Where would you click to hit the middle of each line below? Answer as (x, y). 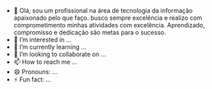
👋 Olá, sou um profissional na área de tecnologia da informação (103, 11)
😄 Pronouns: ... (36, 72)
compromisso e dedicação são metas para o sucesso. (90, 32)
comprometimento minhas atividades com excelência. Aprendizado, (109, 25)
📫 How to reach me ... (45, 62)
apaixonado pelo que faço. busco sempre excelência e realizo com (108, 18)
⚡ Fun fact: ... (32, 79)
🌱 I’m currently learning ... (50, 47)
